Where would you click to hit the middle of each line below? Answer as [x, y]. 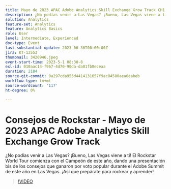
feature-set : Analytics [31, 24]
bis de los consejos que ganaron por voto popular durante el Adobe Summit [85, 166]
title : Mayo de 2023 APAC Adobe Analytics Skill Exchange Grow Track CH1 [85, 10]
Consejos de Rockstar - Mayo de [76, 120]
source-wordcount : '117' [32, 85]
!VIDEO [25, 181]
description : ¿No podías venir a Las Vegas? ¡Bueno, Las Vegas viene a [83, 15]
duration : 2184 [21, 72]
